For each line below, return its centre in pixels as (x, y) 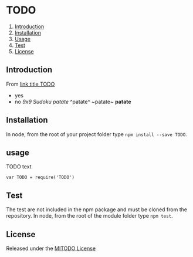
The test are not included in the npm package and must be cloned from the (97, 209)
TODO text (19, 167)
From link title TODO (31, 84)
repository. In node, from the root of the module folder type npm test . (89, 216)
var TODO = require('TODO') (40, 177)
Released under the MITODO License (51, 248)
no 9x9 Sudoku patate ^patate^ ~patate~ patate (73, 102)
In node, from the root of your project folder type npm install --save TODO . (97, 134)
